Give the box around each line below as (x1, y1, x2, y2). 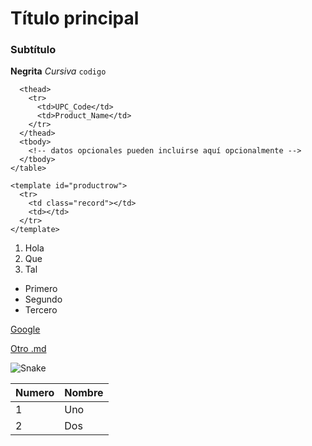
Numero (15, 386, 55, 400)
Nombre (64, 386, 104, 400)
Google (10, 323, 41, 336)
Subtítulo (10, 43, 57, 57)
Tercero (24, 304, 58, 316)
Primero (24, 283, 58, 295)
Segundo (24, 293, 63, 306)
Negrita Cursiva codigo (10, 65, 107, 77)
